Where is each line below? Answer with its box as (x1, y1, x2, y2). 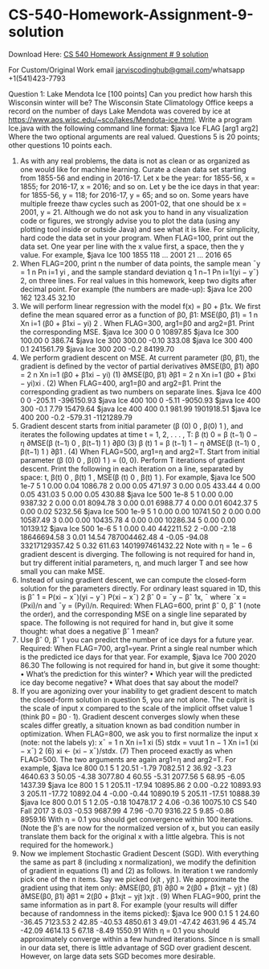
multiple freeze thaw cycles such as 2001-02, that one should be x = (19, 199, 247, 208)
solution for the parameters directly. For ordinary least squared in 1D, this (19, 583, 261, 593)
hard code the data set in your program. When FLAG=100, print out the (19, 233, 255, 242)
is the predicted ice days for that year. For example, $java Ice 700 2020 (19, 652, 257, 662)
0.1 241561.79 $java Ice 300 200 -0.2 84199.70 (19, 344, 175, 353)
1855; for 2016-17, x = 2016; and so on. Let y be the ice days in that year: (19, 181, 259, 191)
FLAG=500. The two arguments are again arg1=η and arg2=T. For (19, 754, 237, 764)
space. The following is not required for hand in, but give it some (19, 617, 234, 627)
